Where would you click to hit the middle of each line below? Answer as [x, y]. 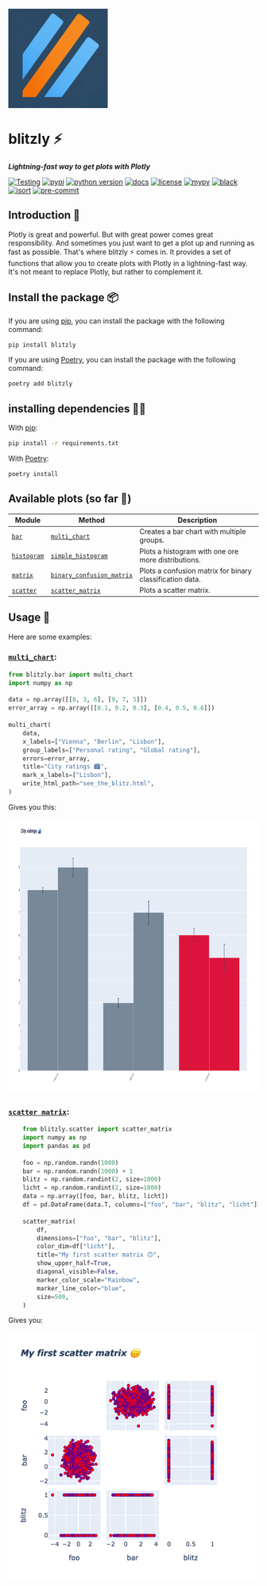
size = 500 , [53, 1297]
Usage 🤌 [29, 618]
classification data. [170, 579]
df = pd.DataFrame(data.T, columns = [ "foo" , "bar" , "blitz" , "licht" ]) [142, 1205]
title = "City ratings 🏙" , [65, 767]
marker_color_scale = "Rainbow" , [89, 1280]
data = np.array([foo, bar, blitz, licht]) [96, 1197]
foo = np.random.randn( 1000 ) [71, 1162]
